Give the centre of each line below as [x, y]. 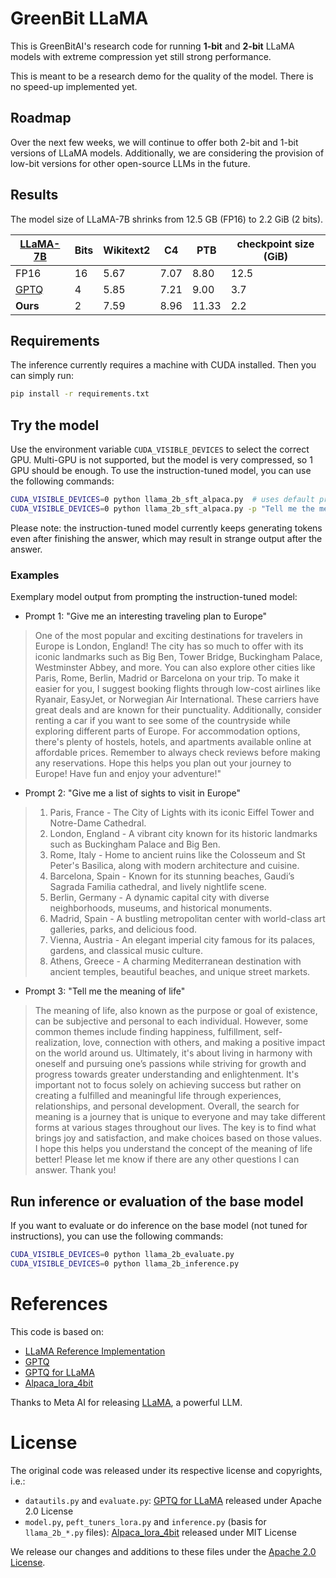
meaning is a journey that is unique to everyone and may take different [180, 1117]
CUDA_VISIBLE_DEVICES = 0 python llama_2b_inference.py [125, 1263]
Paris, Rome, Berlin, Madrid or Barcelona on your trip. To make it [167, 678]
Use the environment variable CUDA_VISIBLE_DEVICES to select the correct [160, 449]
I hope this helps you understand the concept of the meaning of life [173, 1149]
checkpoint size [275, 244]
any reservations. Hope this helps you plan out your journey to [163, 763]
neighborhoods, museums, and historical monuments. [161, 908]
